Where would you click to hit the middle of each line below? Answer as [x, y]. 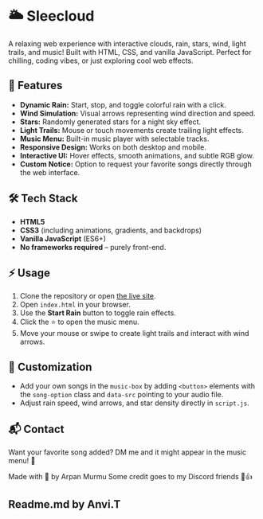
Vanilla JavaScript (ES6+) [63, 238]
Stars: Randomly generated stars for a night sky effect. [110, 122]
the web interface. [50, 172]
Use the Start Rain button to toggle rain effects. [98, 313]
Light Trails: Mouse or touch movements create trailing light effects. [132, 130]
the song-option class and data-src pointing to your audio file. [122, 395]
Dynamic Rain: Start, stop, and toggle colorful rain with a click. [123, 104]
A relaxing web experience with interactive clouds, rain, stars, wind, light [128, 43]
